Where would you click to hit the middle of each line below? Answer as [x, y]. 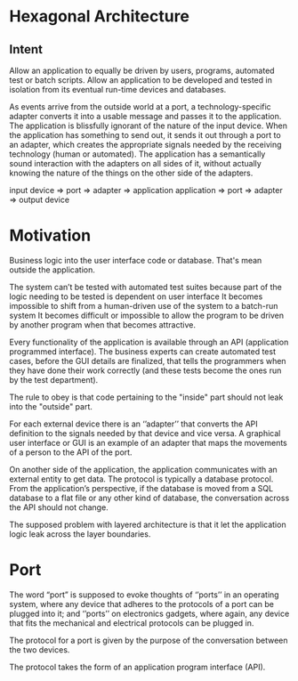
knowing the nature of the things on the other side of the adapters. [131, 173]
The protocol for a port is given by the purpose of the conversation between [149, 640]
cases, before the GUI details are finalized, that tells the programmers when [148, 361]
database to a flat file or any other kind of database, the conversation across [149, 498]
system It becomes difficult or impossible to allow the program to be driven [147, 315]
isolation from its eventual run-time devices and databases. [118, 89]
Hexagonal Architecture [99, 16]
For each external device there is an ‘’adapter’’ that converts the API [133, 424]
